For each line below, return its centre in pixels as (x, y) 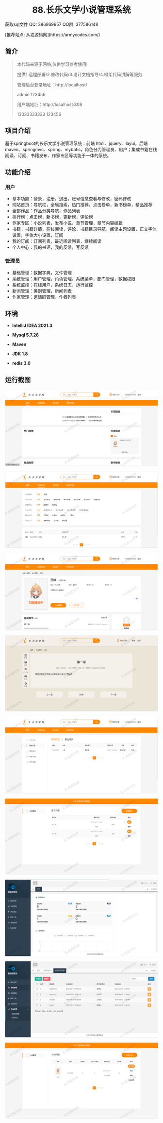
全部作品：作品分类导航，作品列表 (46, 211)
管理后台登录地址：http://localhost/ (52, 85)
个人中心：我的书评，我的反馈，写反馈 (50, 247)
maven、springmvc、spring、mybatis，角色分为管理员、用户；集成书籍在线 (81, 149)
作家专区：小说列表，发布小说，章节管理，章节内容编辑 (67, 223)
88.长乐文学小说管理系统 (81, 10)
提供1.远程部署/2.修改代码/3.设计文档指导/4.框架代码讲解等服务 (80, 74)
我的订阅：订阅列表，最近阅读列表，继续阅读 (57, 241)
